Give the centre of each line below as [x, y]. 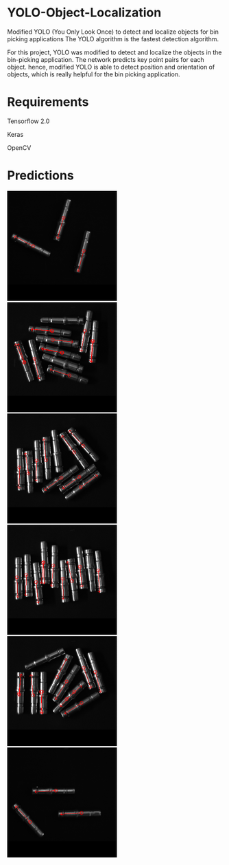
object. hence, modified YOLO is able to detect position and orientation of [111, 67]
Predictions [40, 176]
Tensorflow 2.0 [28, 121]
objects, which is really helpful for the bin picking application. [94, 74]
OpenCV [19, 147]
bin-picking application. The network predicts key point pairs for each [106, 59]
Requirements [48, 102]
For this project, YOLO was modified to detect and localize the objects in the [114, 52]
